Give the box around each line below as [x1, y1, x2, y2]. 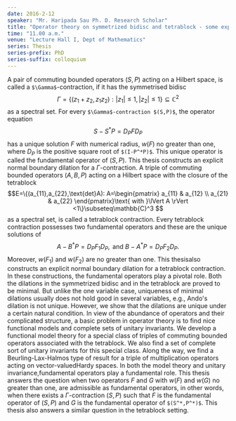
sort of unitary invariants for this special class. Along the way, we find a [7, 346, 214, 354]
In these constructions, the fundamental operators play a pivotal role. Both [7, 272, 223, 280]
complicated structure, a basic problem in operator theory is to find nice [7, 316, 216, 325]
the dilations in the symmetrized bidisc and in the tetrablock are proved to [7, 279, 221, 288]
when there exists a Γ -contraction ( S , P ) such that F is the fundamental [7, 391, 211, 399]
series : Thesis [7, 43, 52, 50]
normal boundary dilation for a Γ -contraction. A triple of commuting [7, 163, 202, 172]
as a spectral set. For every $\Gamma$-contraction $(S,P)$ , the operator [7, 107, 216, 116]
